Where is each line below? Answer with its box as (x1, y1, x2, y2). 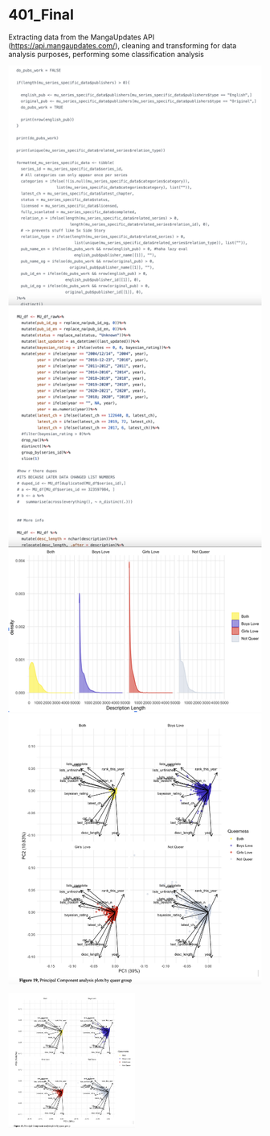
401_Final (8, 6, 74, 24)
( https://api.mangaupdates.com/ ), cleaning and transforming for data (8, 40, 237, 50)
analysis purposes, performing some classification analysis (8, 49, 205, 59)
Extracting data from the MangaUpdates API (8, 32, 155, 42)
